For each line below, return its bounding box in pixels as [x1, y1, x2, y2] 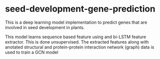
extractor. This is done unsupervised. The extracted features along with [5, 39, 149, 44]
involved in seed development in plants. [5, 24, 85, 30]
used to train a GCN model [5, 49, 59, 55]
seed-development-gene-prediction [5, 3, 156, 15]
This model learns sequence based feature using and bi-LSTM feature [5, 34, 146, 40]
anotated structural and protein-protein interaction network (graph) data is [5, 44, 155, 50]
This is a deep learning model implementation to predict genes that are [5, 19, 147, 25]
